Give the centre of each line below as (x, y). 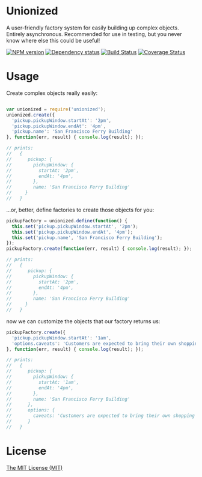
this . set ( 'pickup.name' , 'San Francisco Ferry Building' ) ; (87, 238)
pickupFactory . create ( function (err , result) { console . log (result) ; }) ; (99, 249)
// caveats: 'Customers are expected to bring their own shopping (101, 416)
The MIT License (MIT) (35, 467)
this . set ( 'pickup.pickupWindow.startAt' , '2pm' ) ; (75, 226)
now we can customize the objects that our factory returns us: (83, 321)
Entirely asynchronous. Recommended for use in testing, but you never (94, 34)
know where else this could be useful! (53, 40)
